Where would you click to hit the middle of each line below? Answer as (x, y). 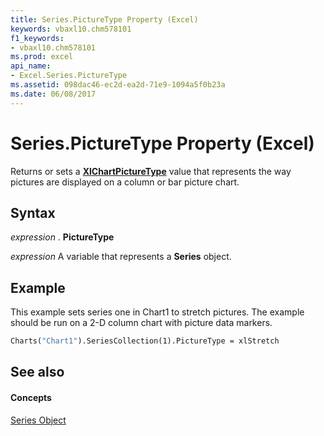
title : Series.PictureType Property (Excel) (104, 19)
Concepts (31, 398)
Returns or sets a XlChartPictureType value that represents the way (151, 171)
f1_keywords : (37, 38)
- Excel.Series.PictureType (69, 76)
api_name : (31, 66)
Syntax (33, 212)
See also (37, 372)
